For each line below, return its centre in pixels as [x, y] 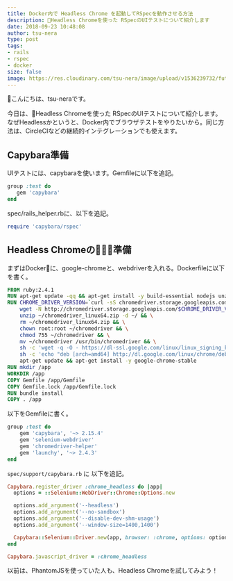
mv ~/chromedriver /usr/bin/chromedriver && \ [88, 341]
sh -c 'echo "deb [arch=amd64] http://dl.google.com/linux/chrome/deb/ [125, 354]
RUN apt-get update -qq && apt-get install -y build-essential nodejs [111, 296]
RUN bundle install [35, 393]
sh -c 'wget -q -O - [49, 348]
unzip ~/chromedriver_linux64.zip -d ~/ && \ [87, 316]
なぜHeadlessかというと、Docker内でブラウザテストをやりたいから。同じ [113, 122]
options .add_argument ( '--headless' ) [66, 506]
